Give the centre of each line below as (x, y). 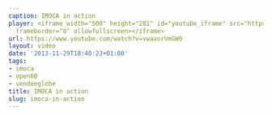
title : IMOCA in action (49, 91)
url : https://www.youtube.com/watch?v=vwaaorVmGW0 (96, 38)
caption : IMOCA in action (52, 16)
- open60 (23, 76)
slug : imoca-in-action (47, 99)
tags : (17, 62)
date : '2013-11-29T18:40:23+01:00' (68, 53)
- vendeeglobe (32, 83)
